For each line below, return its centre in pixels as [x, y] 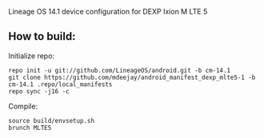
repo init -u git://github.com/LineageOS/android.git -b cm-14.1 [119, 70]
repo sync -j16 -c [39, 91]
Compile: [23, 106]
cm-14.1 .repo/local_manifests [60, 84]
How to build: [42, 36]
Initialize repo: [31, 56]
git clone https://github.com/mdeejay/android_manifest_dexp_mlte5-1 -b [132, 77]
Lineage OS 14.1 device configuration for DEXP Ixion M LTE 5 [108, 12]
